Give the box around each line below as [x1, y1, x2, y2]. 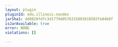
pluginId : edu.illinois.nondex [5, 12, 69, 17]
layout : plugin [5, 7, 36, 12]
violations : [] [5, 30, 36, 35]
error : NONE [5, 26, 29, 31]
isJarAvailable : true [5, 21, 50, 26]
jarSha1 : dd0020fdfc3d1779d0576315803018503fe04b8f [5, 16, 113, 21]
